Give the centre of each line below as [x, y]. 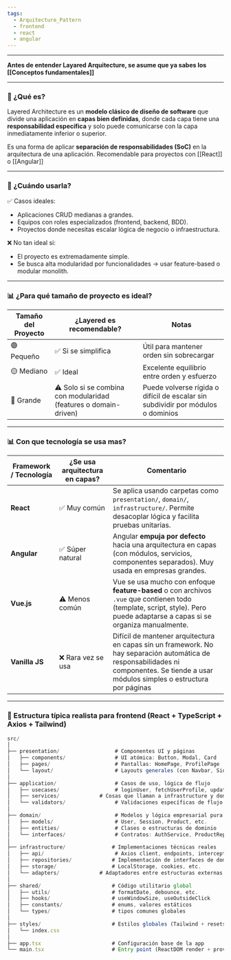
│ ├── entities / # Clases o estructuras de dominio [112, 828]
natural [70, 558]
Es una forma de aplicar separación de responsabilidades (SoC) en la [107, 147]
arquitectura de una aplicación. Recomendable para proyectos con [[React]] [115, 154]
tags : [15, 13]
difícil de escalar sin [175, 396]
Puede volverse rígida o [181, 387]
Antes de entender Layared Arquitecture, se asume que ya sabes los [107, 65]
